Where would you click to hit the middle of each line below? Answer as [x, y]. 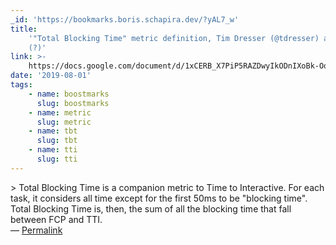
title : [24, 29]
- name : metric [60, 112]
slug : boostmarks [73, 103]
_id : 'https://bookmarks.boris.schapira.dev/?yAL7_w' [125, 19]
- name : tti [53, 150]
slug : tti [57, 159]
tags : [21, 85]
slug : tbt [57, 141]
